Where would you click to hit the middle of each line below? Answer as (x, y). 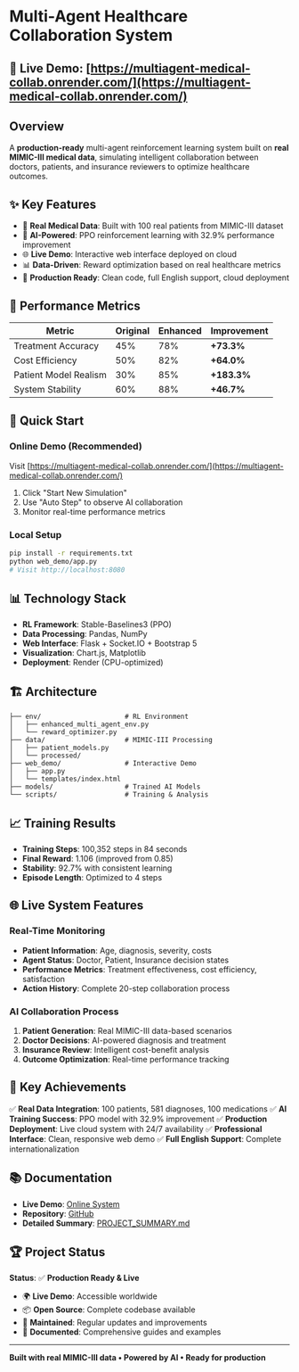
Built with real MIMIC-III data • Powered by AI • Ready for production (137, 1358)
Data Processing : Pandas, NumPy (85, 634)
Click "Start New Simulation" (74, 492)
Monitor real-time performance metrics (94, 511)
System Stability (48, 390)
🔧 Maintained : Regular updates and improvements (114, 1323)
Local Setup (36, 534)
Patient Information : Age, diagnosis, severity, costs (117, 950)
